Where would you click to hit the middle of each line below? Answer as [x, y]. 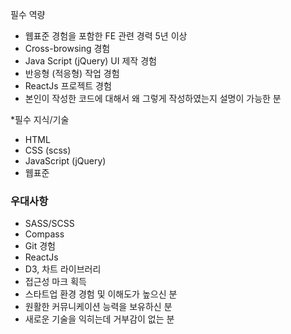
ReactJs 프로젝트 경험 [68, 86]
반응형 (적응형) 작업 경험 [72, 73]
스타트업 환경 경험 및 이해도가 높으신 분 [101, 294]
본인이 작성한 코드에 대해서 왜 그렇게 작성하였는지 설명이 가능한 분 [153, 98]
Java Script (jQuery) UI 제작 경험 [90, 61]
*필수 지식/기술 [40, 119]
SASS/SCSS [49, 224]
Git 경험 [40, 246]
